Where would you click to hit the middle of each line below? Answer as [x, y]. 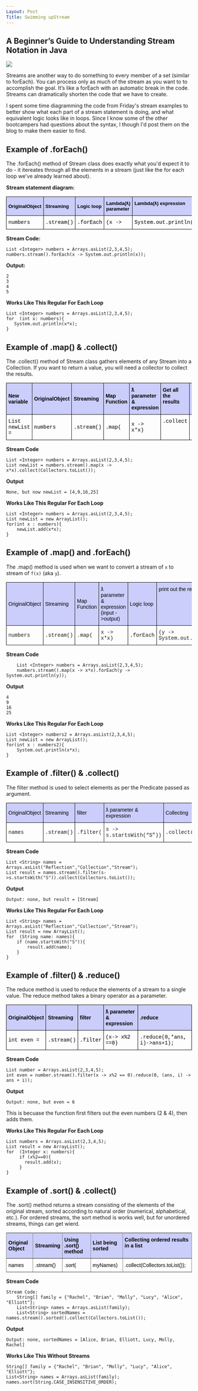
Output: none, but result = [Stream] [52, 899]
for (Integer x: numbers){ [41, 1152]
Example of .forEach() [47, 149]
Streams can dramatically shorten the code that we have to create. [87, 94]
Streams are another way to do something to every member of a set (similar [98, 76]
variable [18, 401]
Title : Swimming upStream [38, 17]
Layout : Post [22, 12]
